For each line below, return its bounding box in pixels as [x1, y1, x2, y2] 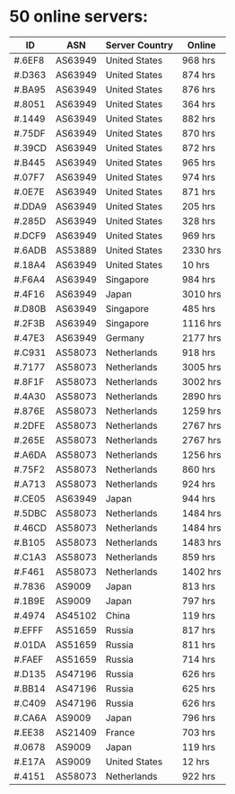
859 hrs [181, 550, 216, 563]
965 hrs [181, 156, 216, 168]
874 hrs [181, 68, 216, 81]
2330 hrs [181, 244, 222, 256]
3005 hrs [181, 361, 222, 373]
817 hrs [181, 623, 216, 636]
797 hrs [181, 594, 216, 607]
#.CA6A [13, 711, 48, 724]
